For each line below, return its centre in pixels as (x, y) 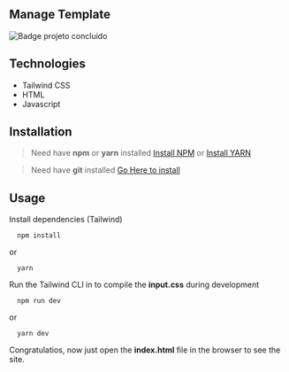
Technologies (48, 64)
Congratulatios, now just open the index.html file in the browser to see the (145, 350)
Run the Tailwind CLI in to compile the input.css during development (134, 285)
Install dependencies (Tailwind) (66, 220)
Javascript (41, 104)
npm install (39, 236)
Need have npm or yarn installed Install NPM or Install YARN (141, 153)
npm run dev (39, 301)
